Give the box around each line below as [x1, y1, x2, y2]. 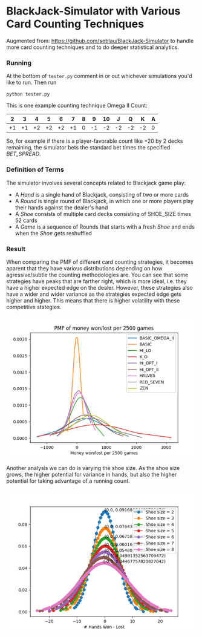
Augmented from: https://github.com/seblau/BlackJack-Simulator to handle [6, 37, 194, 44]
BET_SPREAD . [6, 150, 41, 158]
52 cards [15, 217, 37, 224]
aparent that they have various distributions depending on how [6, 265, 163, 272]
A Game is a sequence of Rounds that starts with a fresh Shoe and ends [15, 223, 195, 230]
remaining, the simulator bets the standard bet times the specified [6, 144, 171, 151]
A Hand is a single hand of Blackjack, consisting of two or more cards [15, 191, 189, 198]
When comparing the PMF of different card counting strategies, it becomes [6, 258, 194, 266]
